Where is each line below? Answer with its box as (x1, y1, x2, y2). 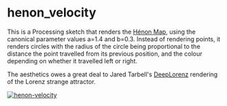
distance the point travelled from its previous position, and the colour (7, 50, 203, 58)
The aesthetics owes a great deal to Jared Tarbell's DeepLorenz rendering (7, 70, 218, 78)
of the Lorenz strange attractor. (7, 77, 96, 85)
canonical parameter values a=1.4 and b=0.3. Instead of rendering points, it (7, 34, 221, 43)
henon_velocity (7, 5, 96, 21)
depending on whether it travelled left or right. (7, 56, 138, 65)
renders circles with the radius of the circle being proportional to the (7, 42, 201, 50)
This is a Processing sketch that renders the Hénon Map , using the (7, 28, 196, 36)
